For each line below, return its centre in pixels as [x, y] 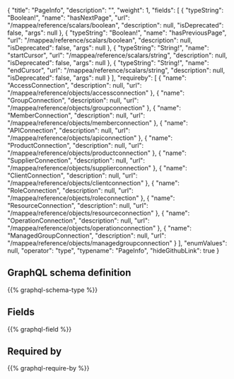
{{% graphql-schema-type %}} [53, 290]
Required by [35, 352]
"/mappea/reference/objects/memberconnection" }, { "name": [98, 123]
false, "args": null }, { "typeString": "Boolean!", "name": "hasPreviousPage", [117, 33]
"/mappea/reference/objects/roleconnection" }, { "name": [91, 198]
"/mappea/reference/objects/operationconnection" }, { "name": [100, 228]
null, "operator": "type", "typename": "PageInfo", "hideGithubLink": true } [113, 251]
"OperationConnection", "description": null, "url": [78, 221]
